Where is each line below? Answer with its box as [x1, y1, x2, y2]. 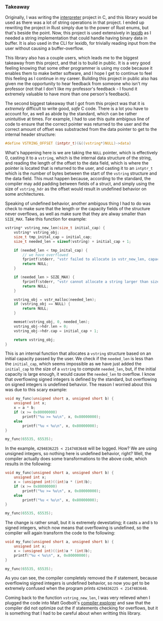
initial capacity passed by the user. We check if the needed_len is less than [5, 356, 154, 362]
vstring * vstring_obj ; [14, 230, 60, 235]
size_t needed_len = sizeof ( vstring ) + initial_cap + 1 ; [14, 239, 131, 244]
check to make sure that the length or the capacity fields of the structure [5, 206, 150, 212]
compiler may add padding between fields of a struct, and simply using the [5, 181, 155, 187]
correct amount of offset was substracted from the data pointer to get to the [5, 127, 157, 132]
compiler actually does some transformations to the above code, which [5, 456, 147, 462]
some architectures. [5, 191, 45, 197]
